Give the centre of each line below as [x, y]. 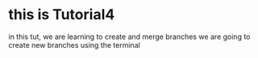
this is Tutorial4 [62, 15]
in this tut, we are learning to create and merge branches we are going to [129, 37]
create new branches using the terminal [75, 44]
